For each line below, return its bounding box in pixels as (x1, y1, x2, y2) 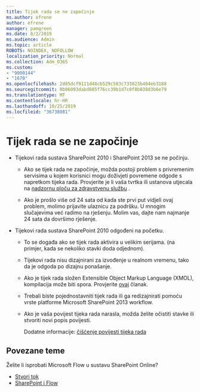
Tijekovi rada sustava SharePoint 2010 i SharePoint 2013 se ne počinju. (14, 154, 189, 161)
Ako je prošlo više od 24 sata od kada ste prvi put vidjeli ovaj (23, 197, 173, 204)
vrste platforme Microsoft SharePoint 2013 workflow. (23, 299, 153, 306)
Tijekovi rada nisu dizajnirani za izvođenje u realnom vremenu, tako (23, 256, 189, 264)
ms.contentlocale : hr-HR (6, 97, 68, 103)
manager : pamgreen (6, 25, 52, 32)
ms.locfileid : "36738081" (6, 109, 70, 115)
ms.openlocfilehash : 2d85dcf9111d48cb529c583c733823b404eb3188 (6, 81, 167, 87)
